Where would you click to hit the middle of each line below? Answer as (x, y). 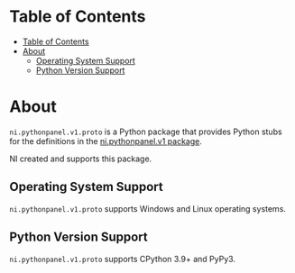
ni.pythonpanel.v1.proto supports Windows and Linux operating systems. (148, 208)
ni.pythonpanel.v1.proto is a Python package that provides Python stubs (146, 132)
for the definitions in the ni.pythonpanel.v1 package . (106, 141)
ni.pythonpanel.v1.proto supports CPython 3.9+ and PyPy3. (123, 259)
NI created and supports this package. (81, 159)
